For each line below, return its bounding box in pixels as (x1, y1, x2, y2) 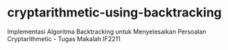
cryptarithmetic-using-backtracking (7, 5, 222, 21)
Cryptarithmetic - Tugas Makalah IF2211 (7, 34, 121, 42)
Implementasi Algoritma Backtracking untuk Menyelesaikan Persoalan (7, 27, 207, 36)
